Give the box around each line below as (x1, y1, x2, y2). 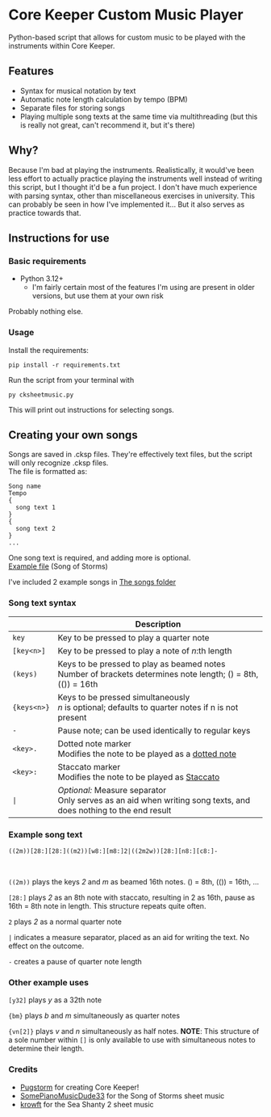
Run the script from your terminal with (8, 375, 135, 384)
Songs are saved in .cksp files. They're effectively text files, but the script (8, 450, 252, 460)
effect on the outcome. (8, 941, 85, 951)
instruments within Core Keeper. (8, 40, 115, 50)
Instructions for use (8, 231, 110, 245)
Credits (8, 1064, 38, 1075)
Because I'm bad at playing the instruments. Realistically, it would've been (8, 165, 254, 174)
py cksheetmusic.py (8, 390, 74, 399)
